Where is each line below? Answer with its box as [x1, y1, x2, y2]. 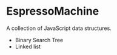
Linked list [15, 43, 41, 50]
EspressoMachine [6, 4, 99, 18]
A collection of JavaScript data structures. [6, 24, 112, 32]
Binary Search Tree [15, 36, 64, 43]
